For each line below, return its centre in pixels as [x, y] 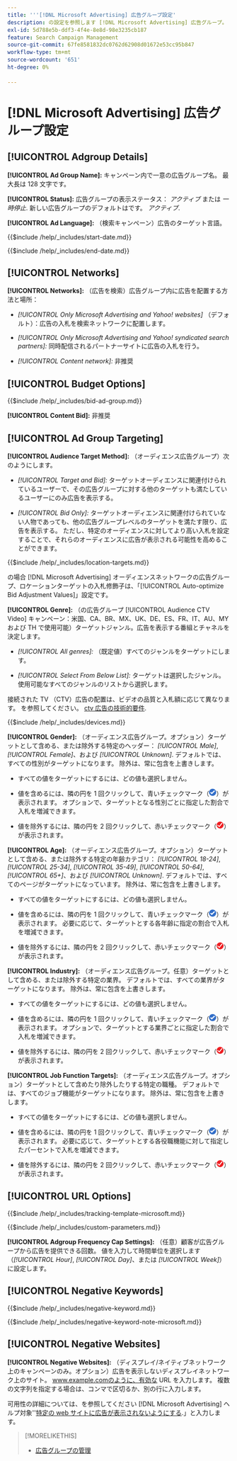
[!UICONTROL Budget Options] [76, 383]
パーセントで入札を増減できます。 [73, 1150]
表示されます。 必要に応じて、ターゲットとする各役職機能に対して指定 [120, 1141]
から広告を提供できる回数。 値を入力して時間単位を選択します [110, 1251]
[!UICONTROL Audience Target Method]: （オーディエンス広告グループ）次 [118, 456]
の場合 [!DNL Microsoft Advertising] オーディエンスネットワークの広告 [109, 577]
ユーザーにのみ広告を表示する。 [70, 498]
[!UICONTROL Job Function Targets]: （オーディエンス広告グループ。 [110, 1076]
